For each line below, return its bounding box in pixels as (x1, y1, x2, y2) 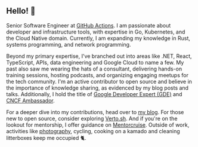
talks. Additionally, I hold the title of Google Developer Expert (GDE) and (6, 90, 182, 97)
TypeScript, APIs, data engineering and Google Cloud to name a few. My (6, 59, 184, 66)
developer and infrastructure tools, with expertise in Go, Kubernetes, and (6, 28, 185, 35)
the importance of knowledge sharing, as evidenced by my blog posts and (6, 84, 189, 91)
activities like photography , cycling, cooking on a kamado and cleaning (6, 127, 180, 134)
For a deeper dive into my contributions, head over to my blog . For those (6, 108, 184, 115)
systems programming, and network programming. (6, 41, 131, 48)
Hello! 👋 (6, 6, 36, 16)
